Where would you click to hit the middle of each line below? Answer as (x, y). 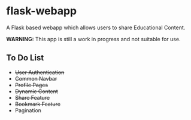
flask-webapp (41, 11)
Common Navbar (36, 78)
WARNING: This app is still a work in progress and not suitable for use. (93, 39)
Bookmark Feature (38, 104)
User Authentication (40, 72)
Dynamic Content (36, 91)
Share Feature (32, 97)
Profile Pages (31, 85)
